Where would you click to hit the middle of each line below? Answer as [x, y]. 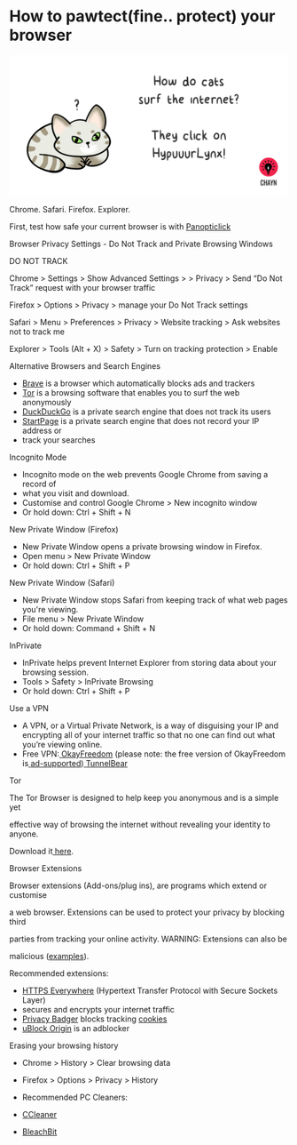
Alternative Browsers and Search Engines [85, 365]
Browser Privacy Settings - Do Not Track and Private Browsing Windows [141, 244]
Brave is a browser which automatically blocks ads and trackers [138, 383]
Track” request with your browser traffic [82, 287]
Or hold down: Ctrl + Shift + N [76, 512]
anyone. [24, 834]
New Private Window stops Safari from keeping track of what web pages [155, 600]
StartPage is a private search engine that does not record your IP [141, 420]
